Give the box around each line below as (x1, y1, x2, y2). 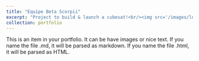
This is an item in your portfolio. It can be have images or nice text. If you (6, 36, 184, 43)
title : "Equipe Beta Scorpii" (6, 8, 81, 15)
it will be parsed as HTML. (6, 49, 70, 56)
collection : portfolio (6, 20, 62, 25)
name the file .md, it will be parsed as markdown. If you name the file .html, (6, 42, 190, 49)
